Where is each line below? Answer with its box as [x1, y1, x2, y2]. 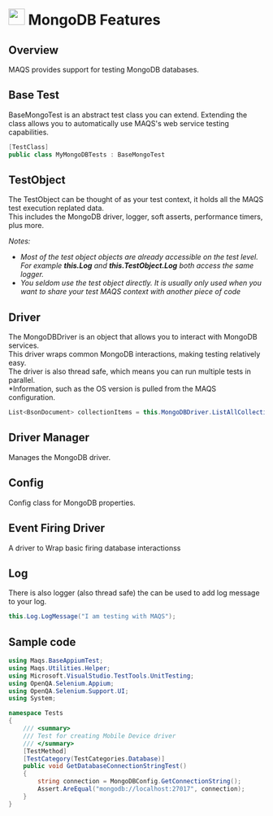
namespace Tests [8, 709, 63, 717]
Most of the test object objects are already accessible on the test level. [19, 252, 258, 262]
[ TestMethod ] [23, 747, 67, 755]
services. [8, 340, 39, 350]
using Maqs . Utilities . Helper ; [8, 664, 111, 672]
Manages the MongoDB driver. [8, 452, 111, 462]
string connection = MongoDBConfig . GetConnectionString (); [37, 778, 242, 786]
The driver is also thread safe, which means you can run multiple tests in [8, 366, 252, 376]
